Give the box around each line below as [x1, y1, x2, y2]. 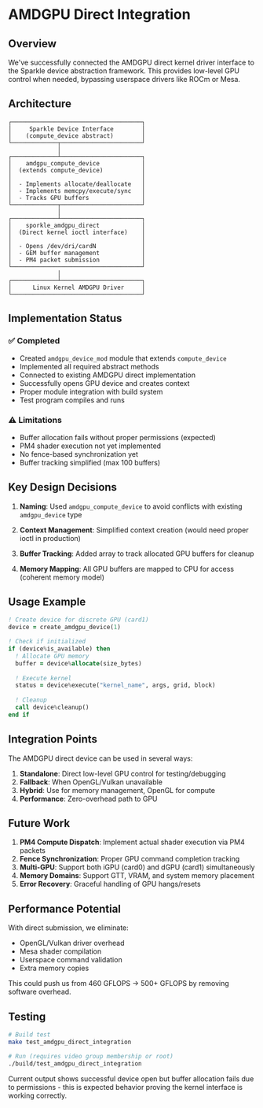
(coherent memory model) [19, 573, 104, 582]
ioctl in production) [19, 533, 81, 543]
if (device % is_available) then [8, 645, 111, 653]
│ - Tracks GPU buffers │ [8, 194, 146, 202]
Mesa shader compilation [19, 947, 102, 956]
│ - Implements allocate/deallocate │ [8, 180, 146, 188]
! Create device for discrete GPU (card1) [8, 616, 149, 624]
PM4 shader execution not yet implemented [19, 441, 162, 450]
